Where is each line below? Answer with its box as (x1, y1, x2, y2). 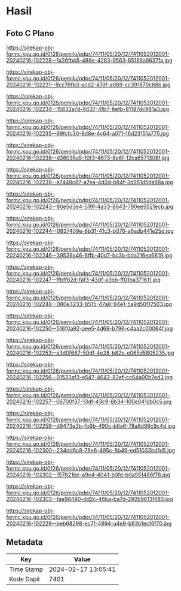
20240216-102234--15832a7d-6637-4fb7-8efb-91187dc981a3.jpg (6, 106, 169, 112)
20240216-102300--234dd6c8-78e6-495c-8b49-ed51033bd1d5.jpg (6, 447, 175, 454)
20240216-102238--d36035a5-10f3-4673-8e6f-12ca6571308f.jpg (6, 154, 170, 161)
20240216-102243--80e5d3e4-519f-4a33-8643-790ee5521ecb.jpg (6, 203, 174, 210)
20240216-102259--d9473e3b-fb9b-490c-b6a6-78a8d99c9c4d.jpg (6, 422, 176, 430)
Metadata (6, 537, 43, 547)
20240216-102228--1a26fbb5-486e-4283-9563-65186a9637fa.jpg (6, 57, 173, 64)
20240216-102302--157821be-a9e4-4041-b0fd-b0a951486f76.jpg (6, 471, 170, 478)
